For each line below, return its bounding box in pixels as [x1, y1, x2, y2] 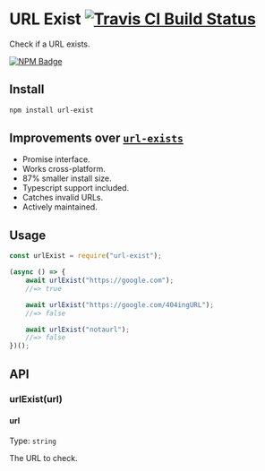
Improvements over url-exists [9, 131, 184, 146]
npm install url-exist [9, 106, 94, 115]
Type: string [9, 435, 56, 446]
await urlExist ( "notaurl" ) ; [25, 325, 130, 334]
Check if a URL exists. [9, 39, 91, 49]
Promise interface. [21, 154, 91, 165]
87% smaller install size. [21, 173, 112, 184]
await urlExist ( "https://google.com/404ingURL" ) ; [25, 300, 215, 309]
